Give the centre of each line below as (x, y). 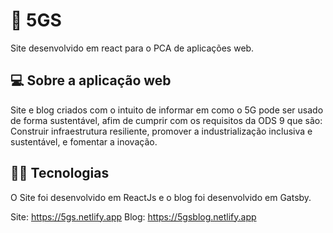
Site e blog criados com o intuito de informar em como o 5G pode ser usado (167, 110)
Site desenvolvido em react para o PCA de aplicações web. (132, 48)
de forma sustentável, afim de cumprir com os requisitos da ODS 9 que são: (166, 120)
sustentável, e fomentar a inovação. (84, 141)
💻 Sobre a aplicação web (91, 80)
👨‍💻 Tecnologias (60, 173)
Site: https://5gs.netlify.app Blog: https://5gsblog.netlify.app (133, 216)
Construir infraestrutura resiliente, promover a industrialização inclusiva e (161, 131)
